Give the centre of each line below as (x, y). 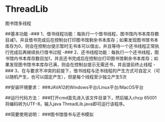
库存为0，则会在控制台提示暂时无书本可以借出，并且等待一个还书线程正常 (80, 46)
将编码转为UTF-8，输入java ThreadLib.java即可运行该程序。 (66, 104)
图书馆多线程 (18, 23)
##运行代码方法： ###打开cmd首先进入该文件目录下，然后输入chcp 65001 (81, 97)
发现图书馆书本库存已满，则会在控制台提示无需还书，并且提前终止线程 (81, 64)
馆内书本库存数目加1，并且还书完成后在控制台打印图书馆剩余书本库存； (82, 58)
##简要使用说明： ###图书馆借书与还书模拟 (49, 114)
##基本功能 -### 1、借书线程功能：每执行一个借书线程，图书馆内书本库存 (80, 33)
